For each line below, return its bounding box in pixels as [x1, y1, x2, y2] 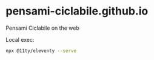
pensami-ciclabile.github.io [5, 4, 149, 18]
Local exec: [5, 36, 35, 43]
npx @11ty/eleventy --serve [5, 47, 77, 54]
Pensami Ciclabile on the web [5, 24, 79, 32]
